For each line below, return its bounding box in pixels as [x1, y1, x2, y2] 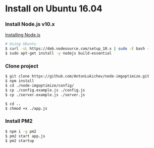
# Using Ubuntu [5, 42, 37, 47]
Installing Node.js [5, 32, 41, 38]
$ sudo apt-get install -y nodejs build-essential [5, 51, 112, 56]
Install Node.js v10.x [5, 21, 55, 28]
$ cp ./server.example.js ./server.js [5, 92, 85, 97]
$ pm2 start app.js [5, 134, 46, 139]
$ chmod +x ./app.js [5, 106, 48, 111]
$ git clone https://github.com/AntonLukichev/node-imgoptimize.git [5, 74, 150, 79]
